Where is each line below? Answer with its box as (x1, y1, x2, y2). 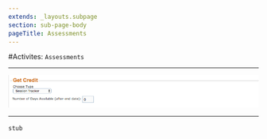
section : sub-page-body (8, 21, 87, 29)
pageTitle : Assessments (8, 29, 87, 37)
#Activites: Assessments (8, 52, 85, 62)
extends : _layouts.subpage (8, 13, 98, 21)
